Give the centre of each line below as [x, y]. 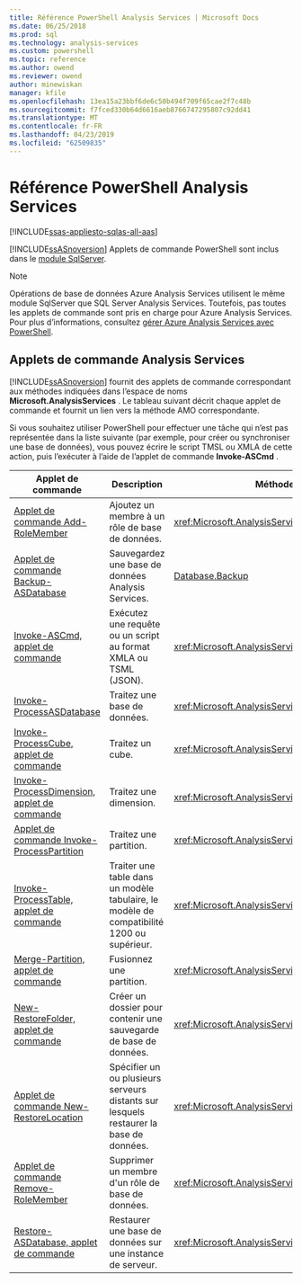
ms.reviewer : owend [46, 76]
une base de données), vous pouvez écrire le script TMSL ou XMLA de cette [151, 447]
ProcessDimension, [55, 791]
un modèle [132, 888]
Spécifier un [135, 1066]
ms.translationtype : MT [54, 118]
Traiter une [132, 866]
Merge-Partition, [49, 958]
